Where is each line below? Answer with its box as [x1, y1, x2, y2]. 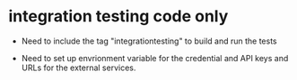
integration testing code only [8, 6, 229, 27]
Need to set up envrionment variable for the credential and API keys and [21, 52, 289, 63]
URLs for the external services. [21, 62, 136, 73]
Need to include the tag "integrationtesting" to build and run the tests [21, 36, 277, 46]
